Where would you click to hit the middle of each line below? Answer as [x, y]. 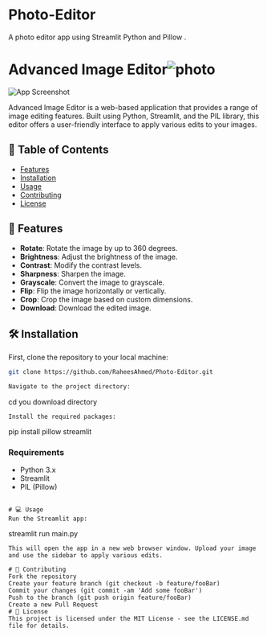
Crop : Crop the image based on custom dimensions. [106, 299]
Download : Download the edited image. [86, 308]
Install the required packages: [62, 417]
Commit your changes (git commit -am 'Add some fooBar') [105, 591]
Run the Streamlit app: [48, 519]
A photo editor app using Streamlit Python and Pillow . [97, 37]
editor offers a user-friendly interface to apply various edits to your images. [133, 124]
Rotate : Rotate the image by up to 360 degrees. [99, 248]
